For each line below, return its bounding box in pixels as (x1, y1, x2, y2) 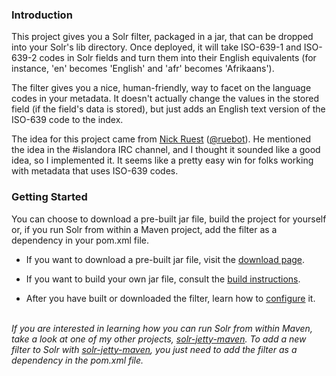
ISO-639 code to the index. (11, 114, 124, 126)
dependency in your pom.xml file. (11, 234, 150, 246)
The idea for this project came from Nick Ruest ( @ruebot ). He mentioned (11, 133, 312, 145)
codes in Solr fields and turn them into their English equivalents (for (39, 52, 317, 64)
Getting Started (11, 190, 88, 204)
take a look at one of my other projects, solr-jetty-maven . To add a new (11, 333, 307, 345)
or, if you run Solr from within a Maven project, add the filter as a (11, 223, 278, 235)
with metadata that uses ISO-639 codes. (11, 165, 179, 177)
